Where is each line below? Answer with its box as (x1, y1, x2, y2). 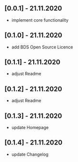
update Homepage (11, 125, 49, 131)
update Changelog (11, 151, 49, 157)
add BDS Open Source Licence (11, 44, 73, 50)
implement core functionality (11, 17, 69, 23)
